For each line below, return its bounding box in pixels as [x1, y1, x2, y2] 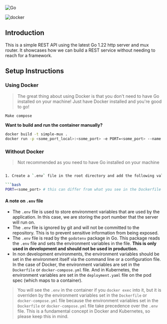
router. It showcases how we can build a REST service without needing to [5, 47, 156, 53]
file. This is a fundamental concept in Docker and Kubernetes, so [17, 308, 151, 314]
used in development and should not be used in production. [12, 246, 138, 252]
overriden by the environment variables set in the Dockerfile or [17, 292, 147, 298]
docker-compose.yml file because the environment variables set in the [17, 298, 159, 304]
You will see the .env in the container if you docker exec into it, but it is [17, 287, 162, 293]
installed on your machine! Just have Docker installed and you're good [17, 98, 162, 104]
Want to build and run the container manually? [5, 122, 103, 128]
